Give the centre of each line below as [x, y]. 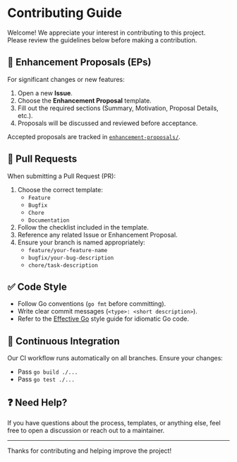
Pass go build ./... [48, 372]
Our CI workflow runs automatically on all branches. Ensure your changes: [115, 358]
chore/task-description [63, 265]
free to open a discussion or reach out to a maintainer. [86, 430]
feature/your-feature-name [68, 250]
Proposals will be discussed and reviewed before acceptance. [108, 123]
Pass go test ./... [46, 379]
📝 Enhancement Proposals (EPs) [79, 63]
